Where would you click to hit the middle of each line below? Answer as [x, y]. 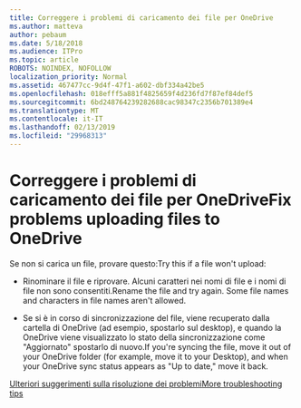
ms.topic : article [44, 60]
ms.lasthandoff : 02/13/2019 [63, 128]
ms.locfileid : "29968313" [58, 136]
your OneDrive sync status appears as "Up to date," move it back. [146, 366]
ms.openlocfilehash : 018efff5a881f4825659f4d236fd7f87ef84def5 [131, 93]
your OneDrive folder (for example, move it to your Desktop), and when [155, 356]
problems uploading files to [115, 219]
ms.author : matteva [46, 26]
